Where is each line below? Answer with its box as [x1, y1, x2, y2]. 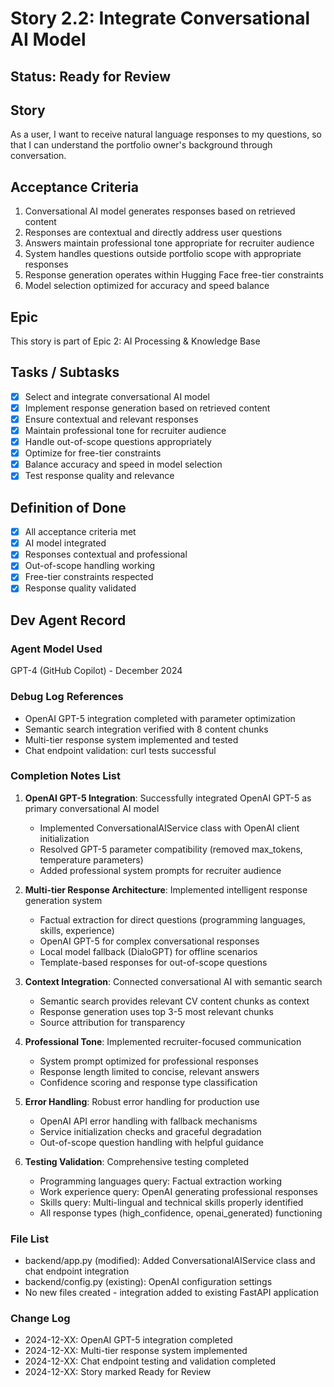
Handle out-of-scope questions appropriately [24, 436, 212, 448]
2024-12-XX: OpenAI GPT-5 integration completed [24, 1334, 233, 1346]
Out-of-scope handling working [24, 560, 156, 572]
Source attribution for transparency [39, 1016, 186, 1028]
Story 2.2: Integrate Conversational [10, 7, 311, 30]
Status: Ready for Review [10, 68, 172, 85]
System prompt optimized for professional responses [39, 1055, 259, 1067]
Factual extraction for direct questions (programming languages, [39, 913, 306, 926]
